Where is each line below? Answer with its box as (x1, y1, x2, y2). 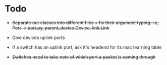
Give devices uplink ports (12, 34, 65, 40)
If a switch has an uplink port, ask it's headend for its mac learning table (12, 44, 162, 50)
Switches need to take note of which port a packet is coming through (12, 53, 156, 60)
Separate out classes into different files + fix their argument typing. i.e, (12, 19, 159, 25)
